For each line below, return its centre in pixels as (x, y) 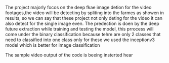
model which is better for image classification (53, 45)
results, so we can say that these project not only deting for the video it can (84, 18)
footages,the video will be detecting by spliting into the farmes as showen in (85, 13)
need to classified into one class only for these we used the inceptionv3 (80, 40)
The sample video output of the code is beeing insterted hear (69, 55)
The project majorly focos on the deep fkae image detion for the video (78, 7)
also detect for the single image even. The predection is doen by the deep (82, 23)
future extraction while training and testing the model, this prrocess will (79, 29)
